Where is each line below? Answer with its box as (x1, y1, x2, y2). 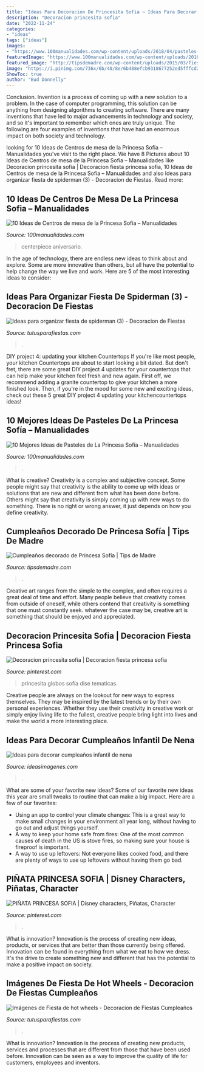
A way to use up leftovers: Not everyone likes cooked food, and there (15, 850, 189, 857)
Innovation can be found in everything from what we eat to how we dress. (6, 947, 191, 955)
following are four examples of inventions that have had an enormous (6, 126, 180, 133)
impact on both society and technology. (6, 132, 106, 140)
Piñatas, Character (6, 884, 79, 894)
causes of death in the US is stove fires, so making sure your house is (15, 837, 190, 844)
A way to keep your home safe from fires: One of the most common (15, 831, 184, 837)
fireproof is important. (15, 844, 70, 851)
